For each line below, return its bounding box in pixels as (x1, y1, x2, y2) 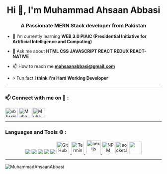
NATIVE (12, 54, 29, 59)
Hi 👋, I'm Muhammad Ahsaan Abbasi (6, 4, 161, 16)
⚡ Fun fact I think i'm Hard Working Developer (12, 75, 108, 81)
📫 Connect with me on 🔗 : (5, 94, 69, 101)
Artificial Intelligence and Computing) (12, 39, 92, 45)
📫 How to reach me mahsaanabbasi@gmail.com (12, 63, 115, 69)
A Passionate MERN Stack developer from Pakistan (20, 22, 147, 29)
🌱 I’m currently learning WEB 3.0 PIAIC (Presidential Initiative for (12, 33, 147, 39)
